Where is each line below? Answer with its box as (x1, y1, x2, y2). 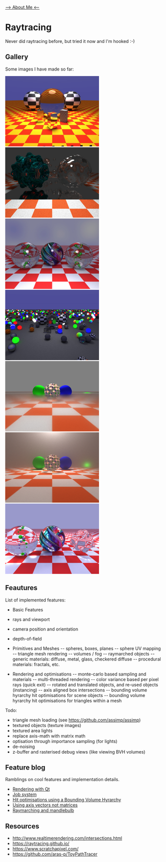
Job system (12, 791, 37, 797)
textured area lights (12, 727, 53, 733)
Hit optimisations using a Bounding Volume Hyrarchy (12, 797, 121, 803)
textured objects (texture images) (12, 722, 81, 728)
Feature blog (5, 763, 45, 771)
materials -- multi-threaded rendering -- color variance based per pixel (12, 676, 159, 682)
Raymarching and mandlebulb (12, 807, 74, 813)
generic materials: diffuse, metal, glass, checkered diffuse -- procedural (12, 656, 161, 662)
